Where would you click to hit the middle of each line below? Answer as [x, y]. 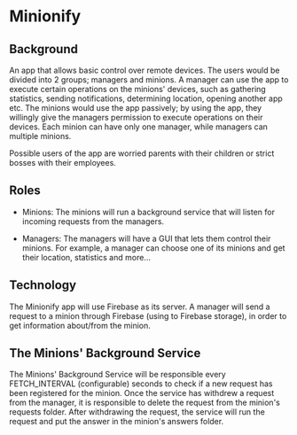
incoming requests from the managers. [93, 221]
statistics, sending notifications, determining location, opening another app [146, 98]
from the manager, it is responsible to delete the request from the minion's [145, 403]
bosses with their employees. [63, 163]
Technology [43, 285]
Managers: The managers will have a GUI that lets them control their [146, 238]
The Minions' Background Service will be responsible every [117, 375]
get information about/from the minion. [80, 325]
